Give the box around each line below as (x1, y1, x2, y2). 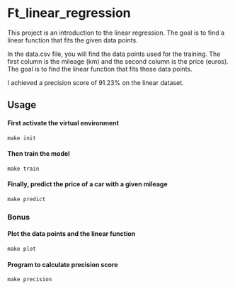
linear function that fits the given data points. (7, 35, 138, 44)
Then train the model (7, 149, 70, 158)
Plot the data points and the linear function (7, 229, 136, 238)
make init (7, 135, 37, 142)
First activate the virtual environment (7, 118, 119, 127)
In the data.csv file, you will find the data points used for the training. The (7, 50, 221, 58)
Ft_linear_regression (7, 5, 131, 21)
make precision (7, 276, 52, 283)
